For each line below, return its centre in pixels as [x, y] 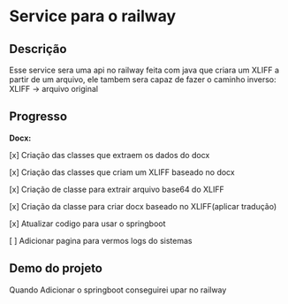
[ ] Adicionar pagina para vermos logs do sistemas [101, 240]
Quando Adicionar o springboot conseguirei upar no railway [118, 290]
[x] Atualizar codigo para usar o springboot [87, 224]
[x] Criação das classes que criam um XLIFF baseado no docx [122, 172]
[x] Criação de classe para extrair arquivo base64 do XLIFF [117, 189]
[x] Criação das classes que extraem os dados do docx [110, 155]
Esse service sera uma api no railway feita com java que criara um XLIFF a [144, 70]
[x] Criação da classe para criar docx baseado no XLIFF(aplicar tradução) [143, 206]
